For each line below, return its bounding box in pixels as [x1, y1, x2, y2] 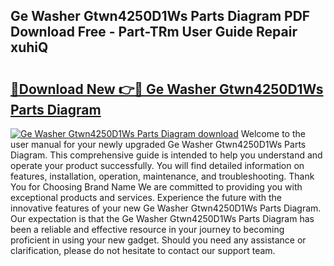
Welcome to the [240, 128, 306, 139]
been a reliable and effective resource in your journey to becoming [10, 224, 285, 235]
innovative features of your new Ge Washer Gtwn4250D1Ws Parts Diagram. [10, 202, 322, 214]
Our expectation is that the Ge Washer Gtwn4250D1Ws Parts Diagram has [10, 213, 315, 224]
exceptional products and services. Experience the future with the [10, 192, 283, 203]
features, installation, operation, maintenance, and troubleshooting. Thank [10, 170, 315, 182]
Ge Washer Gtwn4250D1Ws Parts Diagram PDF [10, 8, 311, 25]
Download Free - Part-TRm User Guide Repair [10, 24, 298, 41]
